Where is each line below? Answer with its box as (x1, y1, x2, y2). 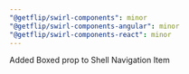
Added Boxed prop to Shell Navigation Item (9, 55, 170, 66)
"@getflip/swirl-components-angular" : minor (9, 22, 180, 31)
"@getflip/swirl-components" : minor (9, 13, 147, 23)
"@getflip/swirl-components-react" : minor (9, 30, 172, 39)
